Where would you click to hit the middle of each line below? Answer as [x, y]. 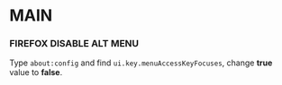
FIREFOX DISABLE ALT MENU [74, 44]
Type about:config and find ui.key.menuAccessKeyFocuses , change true [141, 63]
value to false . [36, 72]
